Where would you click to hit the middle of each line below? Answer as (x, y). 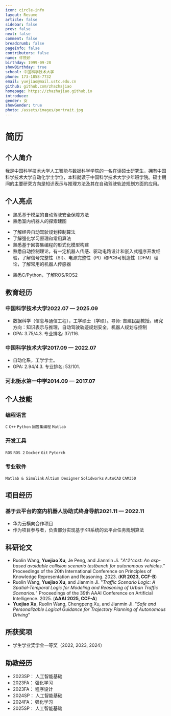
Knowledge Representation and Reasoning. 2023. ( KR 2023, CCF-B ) (85, 577)
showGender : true (24, 106)
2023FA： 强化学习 (33, 683)
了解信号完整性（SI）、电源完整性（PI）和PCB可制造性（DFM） (88, 257)
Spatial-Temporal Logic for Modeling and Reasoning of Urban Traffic (85, 587)
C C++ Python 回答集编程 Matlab (36, 427)
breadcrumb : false (25, 44)
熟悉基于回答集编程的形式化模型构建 (51, 244)
